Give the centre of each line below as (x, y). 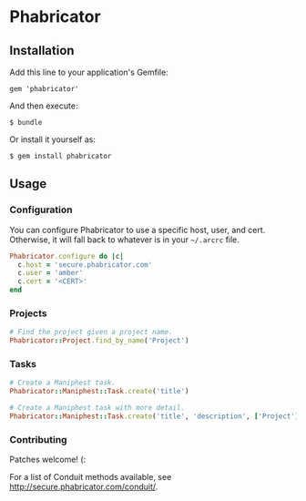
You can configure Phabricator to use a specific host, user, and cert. (138, 230)
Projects (28, 313)
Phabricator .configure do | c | (67, 256)
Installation (42, 51)
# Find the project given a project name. (91, 332)
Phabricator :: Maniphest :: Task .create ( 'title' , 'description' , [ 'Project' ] (154, 416)
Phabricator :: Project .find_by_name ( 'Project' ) (99, 341)
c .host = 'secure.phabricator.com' (85, 265)
